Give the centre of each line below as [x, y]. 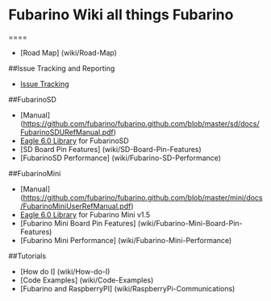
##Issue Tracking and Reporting [62, 68]
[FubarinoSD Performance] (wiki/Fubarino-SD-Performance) [121, 158]
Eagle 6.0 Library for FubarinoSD [74, 140]
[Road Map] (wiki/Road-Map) [68, 52]
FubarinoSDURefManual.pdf [67, 132]
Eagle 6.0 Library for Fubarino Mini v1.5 [85, 214]
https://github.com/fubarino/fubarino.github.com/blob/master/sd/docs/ [141, 123]
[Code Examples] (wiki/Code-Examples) [87, 280]
